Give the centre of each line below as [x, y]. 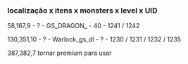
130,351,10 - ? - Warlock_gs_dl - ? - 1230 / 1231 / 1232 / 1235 [94, 39]
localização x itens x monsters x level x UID [82, 11]
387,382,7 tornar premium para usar [59, 53]
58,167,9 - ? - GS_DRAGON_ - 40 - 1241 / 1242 [74, 26]
